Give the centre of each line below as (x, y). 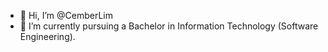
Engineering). (47, 36)
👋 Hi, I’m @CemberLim (66, 15)
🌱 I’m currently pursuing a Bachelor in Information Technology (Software (169, 26)
